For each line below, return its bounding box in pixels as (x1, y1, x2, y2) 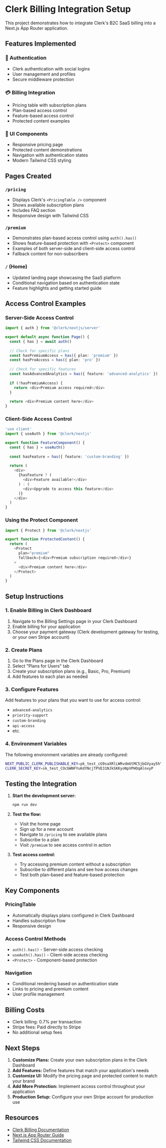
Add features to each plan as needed (12, 674, 88, 679)
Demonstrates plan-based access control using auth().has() (12, 235, 137, 241)
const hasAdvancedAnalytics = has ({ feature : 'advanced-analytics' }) (9, 371, 158, 377)
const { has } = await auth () (9, 339, 72, 344)
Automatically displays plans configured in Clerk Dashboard (12, 912, 134, 918)
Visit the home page (19, 821, 61, 827)
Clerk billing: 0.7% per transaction (12, 1019, 82, 1025)
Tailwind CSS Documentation (12, 1137, 72, 1143)
